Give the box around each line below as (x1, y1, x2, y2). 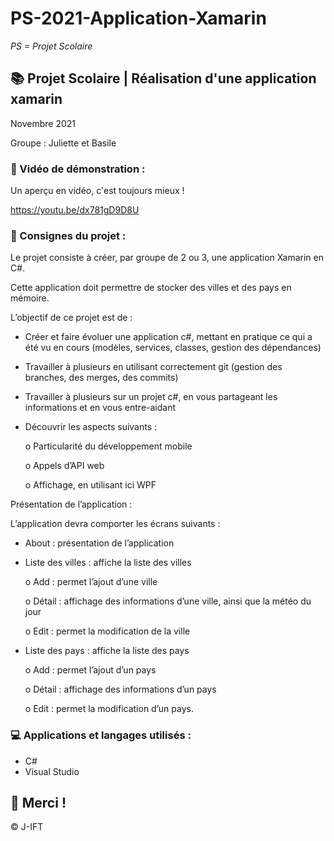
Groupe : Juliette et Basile (10, 137, 117, 149)
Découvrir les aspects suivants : (24, 421, 158, 433)
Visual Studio (24, 765, 80, 777)
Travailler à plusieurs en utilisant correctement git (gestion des (24, 361, 283, 373)
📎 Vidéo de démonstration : (10, 162, 146, 176)
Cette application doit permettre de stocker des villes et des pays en (10, 282, 292, 294)
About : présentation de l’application (24, 537, 175, 549)
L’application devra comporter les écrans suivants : (10, 518, 221, 530)
